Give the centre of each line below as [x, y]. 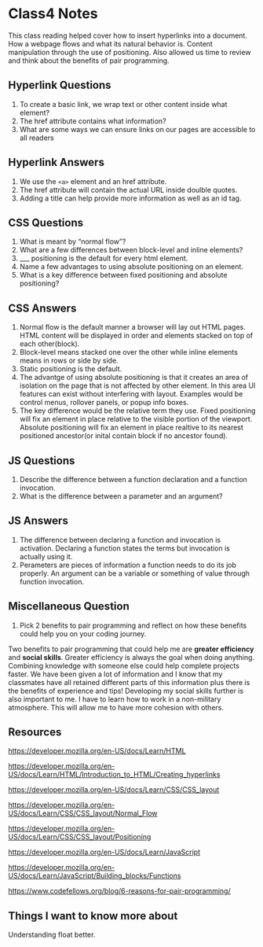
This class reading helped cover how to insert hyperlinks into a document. [128, 35]
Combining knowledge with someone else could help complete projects [124, 665]
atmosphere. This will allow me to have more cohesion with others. [116, 707]
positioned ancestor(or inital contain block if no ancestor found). [124, 436]
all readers [37, 138]
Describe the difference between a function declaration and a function [133, 479]
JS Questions [42, 461]
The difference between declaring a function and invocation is [120, 540]
